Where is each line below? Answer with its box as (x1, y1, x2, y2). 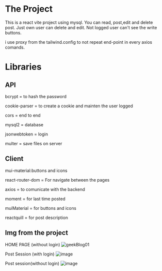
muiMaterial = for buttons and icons (5, 205, 77, 211)
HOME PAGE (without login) (5, 241, 61, 247)
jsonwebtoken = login (5, 131, 49, 137)
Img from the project (5, 229, 68, 237)
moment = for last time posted (5, 196, 65, 202)
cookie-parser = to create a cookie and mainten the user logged (5, 103, 133, 109)
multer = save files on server (5, 140, 63, 146)
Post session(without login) (5, 260, 60, 266)
